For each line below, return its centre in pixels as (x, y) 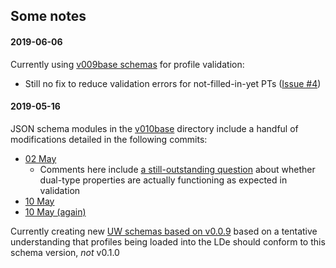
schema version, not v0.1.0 (65, 252)
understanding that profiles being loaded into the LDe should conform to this (168, 241)
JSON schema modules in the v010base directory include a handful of (154, 128)
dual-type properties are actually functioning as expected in (163, 180)
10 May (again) (55, 211)
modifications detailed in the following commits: (109, 139)
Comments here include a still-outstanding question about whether (177, 169)
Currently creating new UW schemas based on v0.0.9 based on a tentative (164, 231)
